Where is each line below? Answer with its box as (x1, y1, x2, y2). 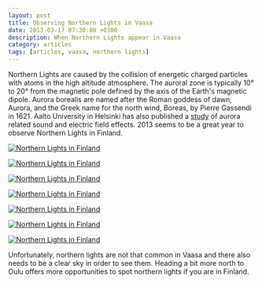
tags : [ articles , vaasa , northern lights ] (8, 48, 149, 56)
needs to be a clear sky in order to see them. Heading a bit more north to (8, 259, 245, 267)
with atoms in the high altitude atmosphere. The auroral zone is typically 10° (8, 78, 254, 87)
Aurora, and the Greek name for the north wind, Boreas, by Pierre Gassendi (8, 103, 252, 112)
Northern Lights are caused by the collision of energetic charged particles (8, 70, 248, 79)
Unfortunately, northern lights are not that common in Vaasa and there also (8, 250, 251, 260)
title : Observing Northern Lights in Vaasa (8, 19, 153, 27)
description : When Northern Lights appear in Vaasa (8, 33, 181, 42)
